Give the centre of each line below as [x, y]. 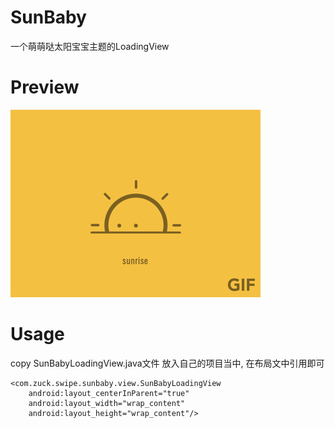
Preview [45, 87]
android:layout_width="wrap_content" [107, 403]
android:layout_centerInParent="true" [109, 393]
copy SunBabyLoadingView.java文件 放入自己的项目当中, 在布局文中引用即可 [167, 363]
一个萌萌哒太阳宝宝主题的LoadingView [90, 46]
